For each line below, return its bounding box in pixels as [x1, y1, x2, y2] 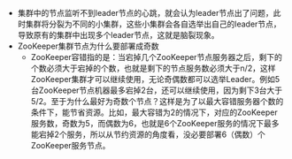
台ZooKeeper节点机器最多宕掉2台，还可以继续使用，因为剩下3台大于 [30, 85, 283, 95]
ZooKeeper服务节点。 [30, 140, 111, 150]
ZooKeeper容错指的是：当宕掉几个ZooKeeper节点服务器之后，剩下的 [30, 52, 283, 62]
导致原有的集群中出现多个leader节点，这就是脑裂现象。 [17, 30, 219, 40]
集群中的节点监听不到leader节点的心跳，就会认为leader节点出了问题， [17, 8, 273, 18]
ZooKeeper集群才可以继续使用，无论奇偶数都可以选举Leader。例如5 [30, 74, 280, 84]
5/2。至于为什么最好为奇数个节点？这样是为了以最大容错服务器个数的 [30, 96, 284, 106]
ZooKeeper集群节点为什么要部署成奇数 [17, 41, 159, 51]
